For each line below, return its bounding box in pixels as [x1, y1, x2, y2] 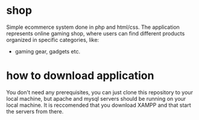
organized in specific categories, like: [6, 36, 99, 43]
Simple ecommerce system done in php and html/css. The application [6, 23, 180, 31]
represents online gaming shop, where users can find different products [6, 29, 185, 37]
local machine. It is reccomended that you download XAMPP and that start [6, 101, 191, 109]
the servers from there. [6, 107, 64, 115]
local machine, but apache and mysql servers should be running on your [6, 95, 186, 102]
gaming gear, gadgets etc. [14, 47, 80, 55]
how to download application [6, 69, 154, 83]
